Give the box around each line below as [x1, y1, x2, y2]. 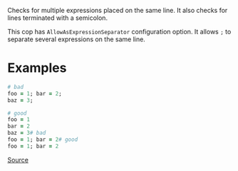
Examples [7, 60, 67, 76]
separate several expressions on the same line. [7, 35, 146, 43]
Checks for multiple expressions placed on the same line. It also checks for [7, 6, 228, 14]
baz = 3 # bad [7, 130, 46, 137]
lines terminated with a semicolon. [7, 14, 108, 22]
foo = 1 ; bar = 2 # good [7, 136, 78, 143]
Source [7, 155, 29, 164]
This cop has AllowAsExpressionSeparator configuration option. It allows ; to [7, 28, 232, 36]
